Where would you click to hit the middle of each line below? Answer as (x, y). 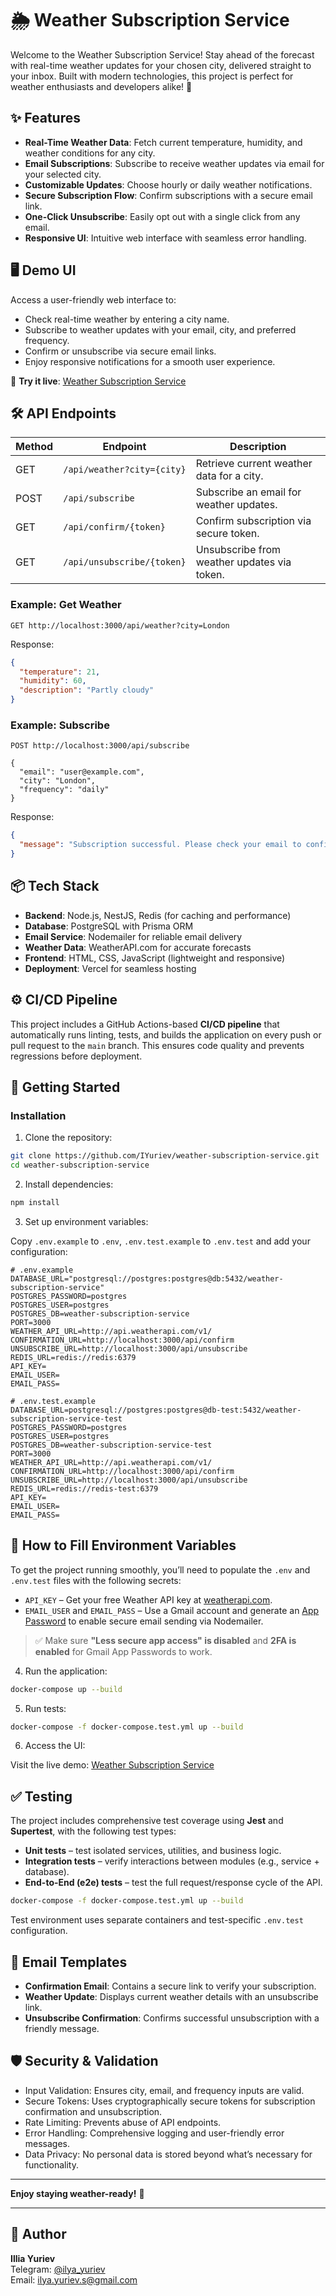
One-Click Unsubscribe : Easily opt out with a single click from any (162, 216)
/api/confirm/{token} (114, 527)
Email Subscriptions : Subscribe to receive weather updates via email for (174, 163)
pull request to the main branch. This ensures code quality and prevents (157, 1045)
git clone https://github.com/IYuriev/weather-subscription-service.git (165, 1156)
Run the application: (66, 1671)
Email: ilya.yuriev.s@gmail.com (74, 2279)
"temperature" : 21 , (60, 672)
